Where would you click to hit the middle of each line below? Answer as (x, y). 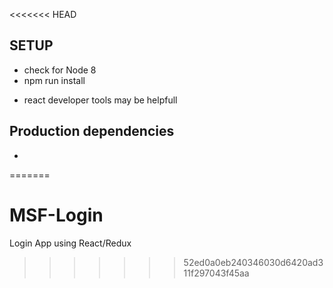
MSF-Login (56, 215)
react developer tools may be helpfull (100, 100)
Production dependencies (92, 131)
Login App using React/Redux (70, 243)
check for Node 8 (60, 70)
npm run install (54, 80)
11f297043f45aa (216, 273)
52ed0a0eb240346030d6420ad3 (253, 262)
